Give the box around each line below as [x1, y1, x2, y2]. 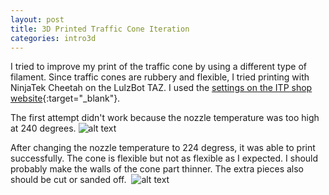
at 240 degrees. [10, 122, 77, 135]
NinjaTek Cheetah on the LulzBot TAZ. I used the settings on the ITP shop [10, 82, 313, 94]
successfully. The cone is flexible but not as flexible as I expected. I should [10, 152, 319, 165]
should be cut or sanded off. [10, 174, 127, 186]
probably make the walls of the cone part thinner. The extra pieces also [10, 163, 304, 175]
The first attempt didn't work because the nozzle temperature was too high [10, 112, 320, 124]
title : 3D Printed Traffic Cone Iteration [10, 24, 190, 34]
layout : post [10, 14, 65, 25]
